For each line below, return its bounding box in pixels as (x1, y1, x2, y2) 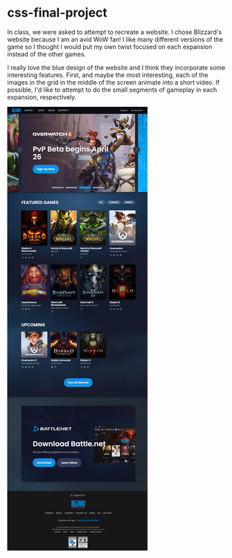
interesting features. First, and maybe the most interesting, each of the (7, 71, 209, 79)
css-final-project (7, 5, 107, 21)
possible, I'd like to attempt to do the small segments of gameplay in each (7, 85, 217, 94)
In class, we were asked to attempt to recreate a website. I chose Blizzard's (7, 28, 222, 36)
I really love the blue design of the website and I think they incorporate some (7, 63, 226, 71)
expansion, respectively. (7, 92, 77, 101)
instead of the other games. (7, 50, 87, 58)
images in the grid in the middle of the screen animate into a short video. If (7, 78, 220, 86)
